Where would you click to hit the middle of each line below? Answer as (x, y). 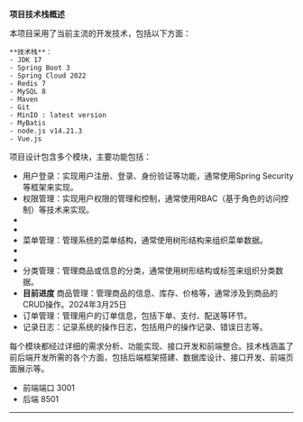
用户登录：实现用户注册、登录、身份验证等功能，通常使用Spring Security (158, 176)
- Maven (24, 99)
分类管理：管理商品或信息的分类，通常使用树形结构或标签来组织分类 (149, 271)
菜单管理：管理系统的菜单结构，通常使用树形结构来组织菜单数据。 (145, 240)
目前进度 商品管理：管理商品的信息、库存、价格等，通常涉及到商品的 (150, 293)
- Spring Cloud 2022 (48, 76)
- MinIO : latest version (58, 115)
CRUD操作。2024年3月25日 (74, 304)
